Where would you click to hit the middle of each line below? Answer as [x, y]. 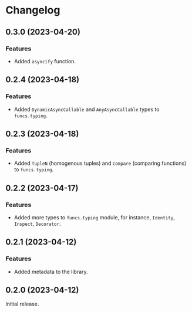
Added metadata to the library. [51, 272]
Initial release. [22, 304]
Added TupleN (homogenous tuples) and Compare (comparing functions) [100, 163]
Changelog [33, 10]
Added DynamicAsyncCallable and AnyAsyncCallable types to [87, 109]
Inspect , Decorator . [37, 223]
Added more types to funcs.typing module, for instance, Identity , [95, 217]
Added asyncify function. [45, 61]
